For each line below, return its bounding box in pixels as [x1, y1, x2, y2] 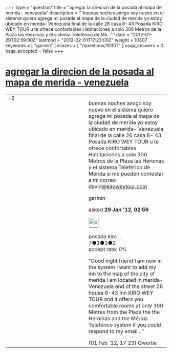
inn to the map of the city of [89, 270, 155, 277]
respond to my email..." [89, 327, 144, 335]
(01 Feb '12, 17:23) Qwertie [89, 339, 157, 346]
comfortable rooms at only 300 [89, 302, 164, 309]
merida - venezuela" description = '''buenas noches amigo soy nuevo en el [5, 10, 164, 16]
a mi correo [89, 176, 116, 183]
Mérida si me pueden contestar [89, 170, 164, 177]
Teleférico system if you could [89, 321, 161, 328]
